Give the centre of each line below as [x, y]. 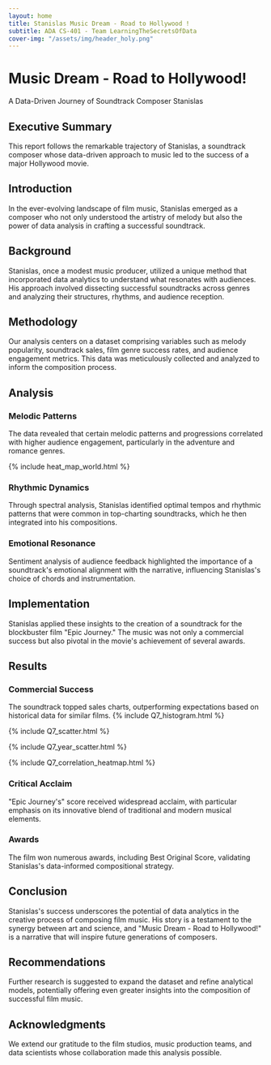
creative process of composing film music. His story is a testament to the [130, 919]
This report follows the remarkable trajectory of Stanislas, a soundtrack [127, 146]
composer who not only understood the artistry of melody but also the [125, 217]
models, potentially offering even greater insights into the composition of [129, 990]
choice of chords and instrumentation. [72, 578]
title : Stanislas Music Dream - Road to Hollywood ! [99, 24]
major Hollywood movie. [49, 163]
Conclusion [38, 892]
